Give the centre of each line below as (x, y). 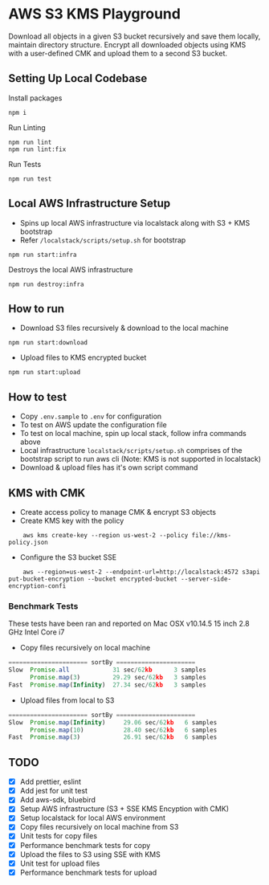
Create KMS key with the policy (72, 520)
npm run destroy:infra (46, 284)
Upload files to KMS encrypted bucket (83, 357)
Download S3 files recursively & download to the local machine (124, 328)
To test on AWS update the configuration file (93, 425)
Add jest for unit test (54, 791)
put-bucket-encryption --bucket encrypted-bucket (93, 579)
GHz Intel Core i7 (37, 632)
